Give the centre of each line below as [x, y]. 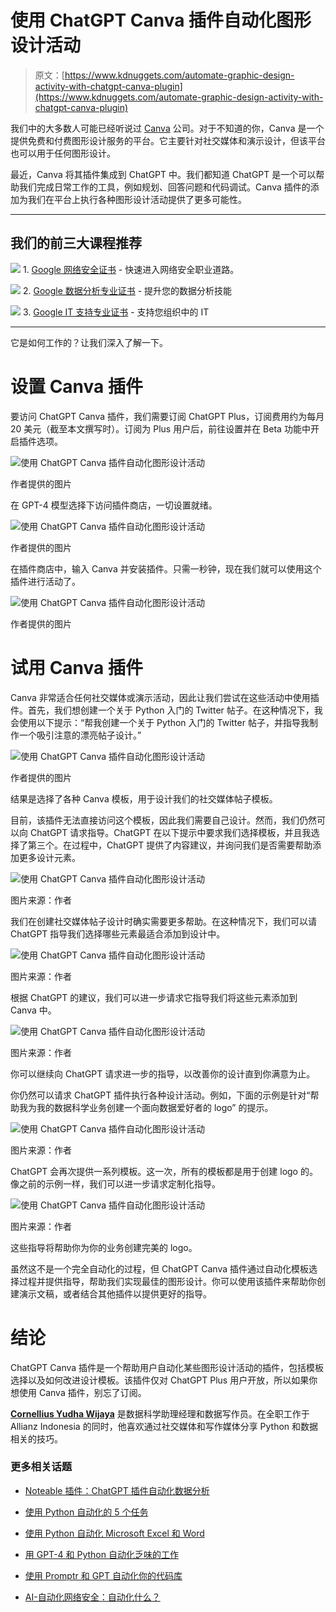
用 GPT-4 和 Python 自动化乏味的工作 [101, 1554]
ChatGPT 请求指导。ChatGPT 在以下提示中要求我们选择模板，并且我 [170, 832]
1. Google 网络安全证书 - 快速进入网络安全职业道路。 [131, 269]
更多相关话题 [41, 1467]
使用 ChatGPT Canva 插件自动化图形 [161, 20]
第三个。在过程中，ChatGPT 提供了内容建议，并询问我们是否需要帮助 [170, 845]
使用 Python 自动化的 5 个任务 [86, 1512]
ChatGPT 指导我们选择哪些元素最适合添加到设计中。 [118, 933]
